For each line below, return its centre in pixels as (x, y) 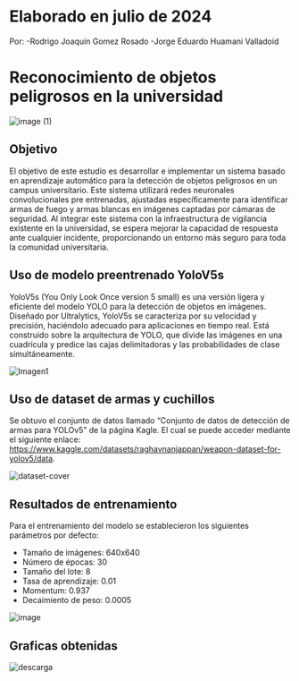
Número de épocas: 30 (65, 562)
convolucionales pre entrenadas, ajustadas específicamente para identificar (149, 200)
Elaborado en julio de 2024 (111, 17)
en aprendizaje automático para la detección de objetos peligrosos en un (143, 180)
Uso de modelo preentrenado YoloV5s (117, 275)
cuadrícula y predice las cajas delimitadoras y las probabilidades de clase (145, 344)
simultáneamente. (42, 353)
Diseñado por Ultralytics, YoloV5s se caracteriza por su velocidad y (133, 316)
